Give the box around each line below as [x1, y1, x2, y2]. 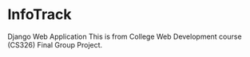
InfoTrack [7, 6, 72, 24]
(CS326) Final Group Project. [7, 40, 103, 49]
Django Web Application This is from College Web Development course [7, 32, 242, 41]
